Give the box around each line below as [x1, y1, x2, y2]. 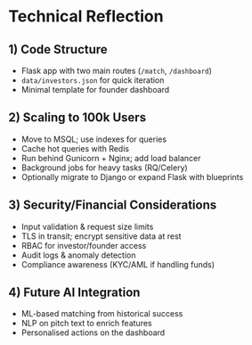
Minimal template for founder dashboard [20, 85, 170, 94]
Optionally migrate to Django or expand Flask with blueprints [20, 171, 244, 182]
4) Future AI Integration [8, 285, 141, 300]
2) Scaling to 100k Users [8, 110, 147, 126]
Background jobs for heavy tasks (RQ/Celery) [20, 162, 188, 173]
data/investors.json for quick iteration [20, 75, 165, 86]
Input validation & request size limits [20, 221, 154, 232]
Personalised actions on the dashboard [20, 327, 166, 338]
